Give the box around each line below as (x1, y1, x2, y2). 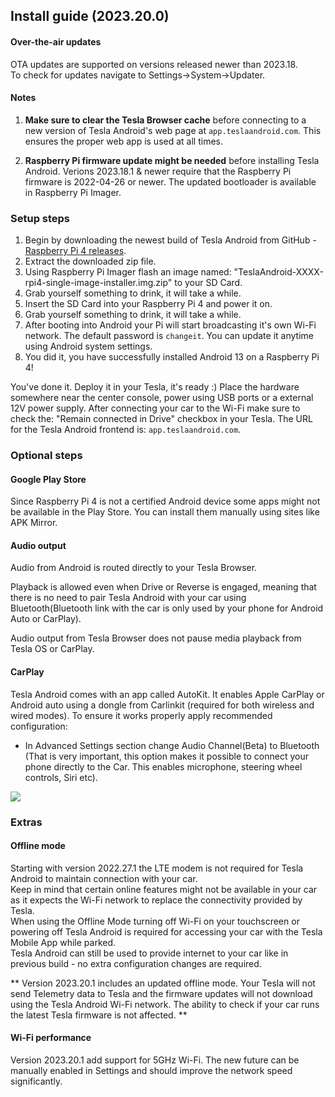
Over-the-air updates (10, 35, 102, 48)
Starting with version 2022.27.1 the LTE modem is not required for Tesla (10, 862, 304, 874)
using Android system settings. (24, 340, 153, 353)
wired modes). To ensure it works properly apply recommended (10, 709, 273, 721)
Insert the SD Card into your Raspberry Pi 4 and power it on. (24, 298, 273, 310)
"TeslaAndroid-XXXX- (233, 266, 324, 278)
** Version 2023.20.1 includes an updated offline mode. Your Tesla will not (10, 977, 316, 989)
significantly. (10, 1075, 63, 1087)
